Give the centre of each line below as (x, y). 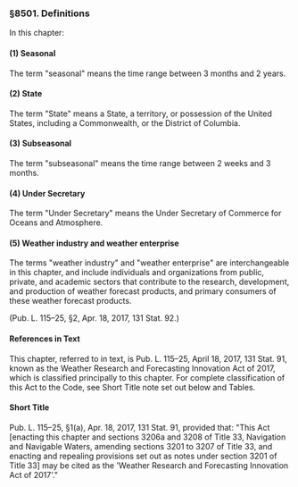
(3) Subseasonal (41, 143)
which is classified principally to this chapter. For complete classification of (147, 377)
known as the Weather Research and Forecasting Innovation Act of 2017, (142, 368)
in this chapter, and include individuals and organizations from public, (137, 273)
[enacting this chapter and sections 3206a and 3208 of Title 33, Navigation (148, 437)
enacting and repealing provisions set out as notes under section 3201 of (143, 456)
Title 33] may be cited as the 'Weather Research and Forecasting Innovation (149, 465)
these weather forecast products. (70, 301)
